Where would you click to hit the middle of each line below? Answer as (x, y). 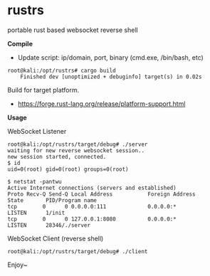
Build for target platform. (43, 90)
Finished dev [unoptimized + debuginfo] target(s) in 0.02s (111, 77)
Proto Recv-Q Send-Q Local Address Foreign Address (101, 194)
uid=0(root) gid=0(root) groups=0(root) (68, 169)
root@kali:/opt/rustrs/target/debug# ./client (78, 251)
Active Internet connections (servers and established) (92, 188)
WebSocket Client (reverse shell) (56, 238)
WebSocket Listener (37, 131)
